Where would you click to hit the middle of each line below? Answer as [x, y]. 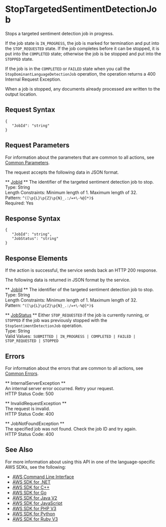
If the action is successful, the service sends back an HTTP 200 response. [81, 270]
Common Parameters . [28, 162]
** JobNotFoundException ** [35, 423]
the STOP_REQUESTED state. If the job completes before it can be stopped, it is [82, 48]
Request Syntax [30, 110]
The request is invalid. [28, 409]
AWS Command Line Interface [43, 477]
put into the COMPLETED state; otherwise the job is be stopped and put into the [83, 54]
